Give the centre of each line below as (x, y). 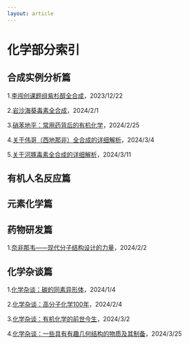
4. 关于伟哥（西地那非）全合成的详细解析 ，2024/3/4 (81, 140)
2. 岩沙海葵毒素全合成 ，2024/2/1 (53, 110)
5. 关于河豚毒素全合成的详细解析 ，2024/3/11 (69, 154)
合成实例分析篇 (39, 78)
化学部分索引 (44, 50)
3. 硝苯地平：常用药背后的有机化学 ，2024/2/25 (73, 125)
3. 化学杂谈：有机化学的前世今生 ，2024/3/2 (69, 319)
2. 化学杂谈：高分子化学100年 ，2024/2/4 (65, 305)
